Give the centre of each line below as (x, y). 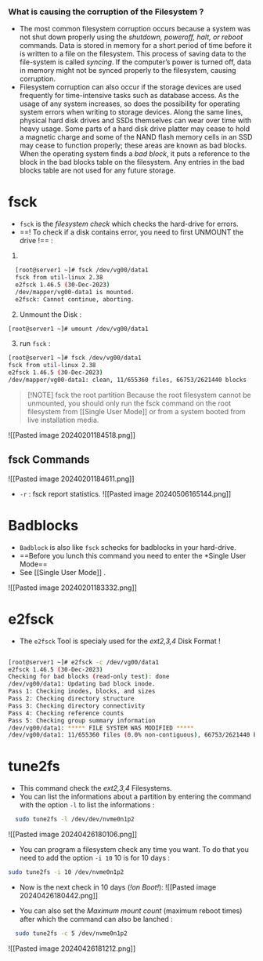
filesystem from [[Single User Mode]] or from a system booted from (137, 411)
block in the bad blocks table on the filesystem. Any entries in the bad (132, 162)
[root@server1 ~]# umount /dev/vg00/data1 (78, 329)
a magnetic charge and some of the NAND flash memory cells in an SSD (136, 137)
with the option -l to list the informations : (87, 805)
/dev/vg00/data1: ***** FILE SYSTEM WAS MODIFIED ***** (101, 728)
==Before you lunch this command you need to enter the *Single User (133, 555)
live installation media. (63, 420)
